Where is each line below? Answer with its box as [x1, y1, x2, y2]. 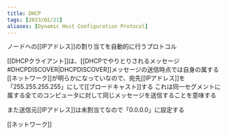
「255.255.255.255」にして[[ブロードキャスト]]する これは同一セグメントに [7, 83, 221, 91]
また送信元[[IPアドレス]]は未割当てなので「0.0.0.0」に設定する [7, 106, 185, 114]
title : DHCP [7, 10, 41, 17]
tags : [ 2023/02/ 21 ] [7, 16, 63, 23]
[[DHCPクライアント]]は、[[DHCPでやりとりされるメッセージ [7, 57, 180, 65]
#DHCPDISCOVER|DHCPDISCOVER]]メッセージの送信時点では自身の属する [7, 66, 219, 74]
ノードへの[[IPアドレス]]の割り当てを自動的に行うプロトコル [7, 42, 177, 51]
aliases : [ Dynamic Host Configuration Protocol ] [7, 23, 148, 29]
